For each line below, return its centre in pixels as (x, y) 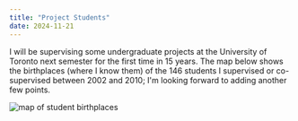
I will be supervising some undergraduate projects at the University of (138, 51)
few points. (30, 90)
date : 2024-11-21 (42, 26)
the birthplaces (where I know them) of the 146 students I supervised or (142, 70)
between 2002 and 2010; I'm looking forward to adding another (170, 80)
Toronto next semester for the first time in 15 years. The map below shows (147, 61)
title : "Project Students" (60, 17)
